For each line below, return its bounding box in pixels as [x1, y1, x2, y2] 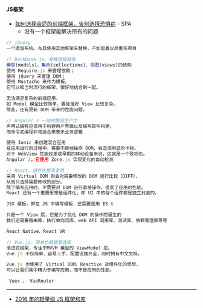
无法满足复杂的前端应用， [6, 96, 60, 102]
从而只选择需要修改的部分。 [6, 179, 65, 185]
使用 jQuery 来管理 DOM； [6, 73, 66, 79]
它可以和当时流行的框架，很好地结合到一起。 [6, 85, 101, 91]
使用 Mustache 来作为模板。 [6, 79, 69, 85]
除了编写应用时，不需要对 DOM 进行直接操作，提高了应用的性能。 [6, 185, 146, 191]
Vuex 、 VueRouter [8, 278, 54, 284]
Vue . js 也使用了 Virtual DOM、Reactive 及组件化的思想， [6, 261, 141, 267]
